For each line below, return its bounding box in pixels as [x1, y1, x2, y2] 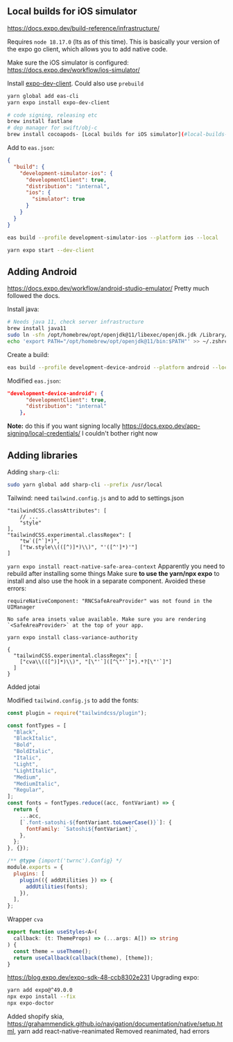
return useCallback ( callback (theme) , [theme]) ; [13, 954, 154, 961]
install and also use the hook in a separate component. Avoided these [7, 577, 206, 585]
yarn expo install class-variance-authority [7, 634, 138, 641]
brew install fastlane [7, 118, 73, 125]
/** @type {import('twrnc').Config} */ [7, 857, 123, 864]
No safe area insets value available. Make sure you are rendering [7, 615, 207, 622]
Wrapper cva [7, 915, 44, 923]
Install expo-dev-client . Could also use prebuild [7, 79, 144, 88]
